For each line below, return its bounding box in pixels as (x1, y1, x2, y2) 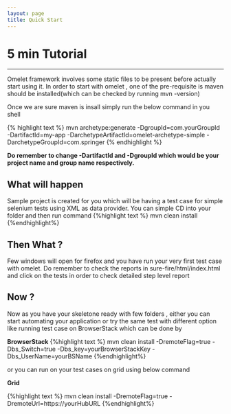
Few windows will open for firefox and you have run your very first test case (7, 257, 222, 265)
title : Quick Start (7, 16, 63, 23)
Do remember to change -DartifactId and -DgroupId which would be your (7, 152, 219, 160)
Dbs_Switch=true (7, 345, 56, 353)
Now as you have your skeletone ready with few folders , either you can (7, 310, 210, 318)
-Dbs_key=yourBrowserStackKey (57, 345, 151, 353)
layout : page (7, 10, 45, 17)
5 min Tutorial (7, 46, 87, 62)
